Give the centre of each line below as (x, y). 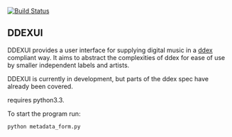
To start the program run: (44, 114)
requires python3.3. (36, 100)
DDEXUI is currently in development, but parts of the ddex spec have (108, 78)
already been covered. (40, 86)
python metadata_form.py (44, 126)
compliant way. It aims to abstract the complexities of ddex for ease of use (116, 57)
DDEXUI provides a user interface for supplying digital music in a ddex (110, 50)
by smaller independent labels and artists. (68, 65)
